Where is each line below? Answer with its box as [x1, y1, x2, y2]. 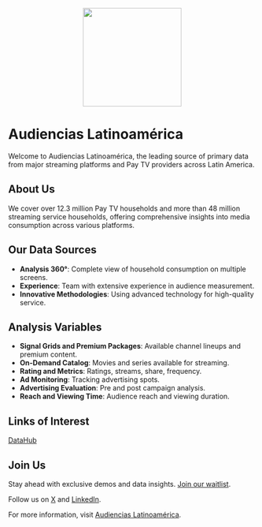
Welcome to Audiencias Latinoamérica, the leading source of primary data [8, 151, 249, 161]
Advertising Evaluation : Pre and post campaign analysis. [19, 383, 206, 393]
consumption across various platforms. [8, 220, 135, 230]
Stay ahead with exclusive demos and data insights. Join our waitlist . [8, 480, 231, 488]
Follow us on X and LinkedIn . [8, 495, 101, 504]
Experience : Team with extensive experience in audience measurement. [19, 281, 255, 290]
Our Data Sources [8, 243, 97, 256]
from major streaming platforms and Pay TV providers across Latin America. [8, 159, 255, 169]
